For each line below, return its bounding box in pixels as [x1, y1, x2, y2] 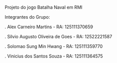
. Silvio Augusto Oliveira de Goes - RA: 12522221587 [4, 34, 112, 39]
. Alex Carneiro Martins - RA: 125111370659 [4, 24, 93, 30]
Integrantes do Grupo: [4, 14, 50, 20]
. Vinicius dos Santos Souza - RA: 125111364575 [4, 53, 103, 59]
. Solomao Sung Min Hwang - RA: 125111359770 [4, 43, 103, 49]
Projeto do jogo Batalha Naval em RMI [4, 5, 83, 10]
